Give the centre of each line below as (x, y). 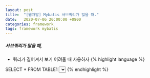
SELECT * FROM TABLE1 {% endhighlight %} (57, 69)
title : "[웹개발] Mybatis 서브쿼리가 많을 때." (52, 15)
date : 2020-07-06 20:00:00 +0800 (43, 19)
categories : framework (29, 24)
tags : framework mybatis (32, 29)
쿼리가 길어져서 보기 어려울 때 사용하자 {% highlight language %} (79, 59)
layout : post (19, 10)
